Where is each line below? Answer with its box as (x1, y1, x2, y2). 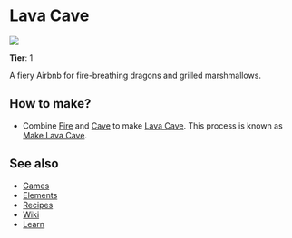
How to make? (9, 96, 92, 111)
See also (9, 156, 59, 172)
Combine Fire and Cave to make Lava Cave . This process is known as (22, 119, 283, 131)
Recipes (22, 199, 54, 210)
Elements (22, 189, 58, 200)
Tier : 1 (9, 52, 34, 63)
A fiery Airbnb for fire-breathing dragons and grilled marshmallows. (9, 70, 261, 81)
